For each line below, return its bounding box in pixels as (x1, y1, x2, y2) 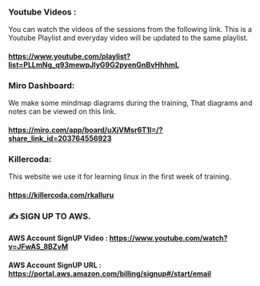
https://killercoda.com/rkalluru (8, 190, 114, 199)
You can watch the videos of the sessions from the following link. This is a (8, 25, 252, 34)
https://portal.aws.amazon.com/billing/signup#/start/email (8, 268, 212, 278)
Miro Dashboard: (8, 79, 75, 91)
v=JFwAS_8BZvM (8, 242, 69, 252)
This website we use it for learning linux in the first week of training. (8, 171, 232, 182)
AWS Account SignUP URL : (8, 260, 102, 270)
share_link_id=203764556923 (8, 133, 112, 143)
